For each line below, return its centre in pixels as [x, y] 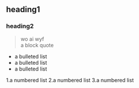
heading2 [20, 26]
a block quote [37, 45]
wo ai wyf [32, 39]
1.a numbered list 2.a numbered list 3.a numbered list [70, 80]
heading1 [23, 10]
